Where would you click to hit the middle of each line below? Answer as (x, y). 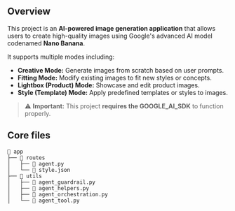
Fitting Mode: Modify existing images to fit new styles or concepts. (114, 78)
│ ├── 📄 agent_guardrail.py (52, 182)
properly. (38, 113)
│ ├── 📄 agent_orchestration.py (58, 194)
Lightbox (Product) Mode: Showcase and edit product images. (108, 85)
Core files (29, 136)
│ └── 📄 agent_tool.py (43, 201)
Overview (29, 12)
